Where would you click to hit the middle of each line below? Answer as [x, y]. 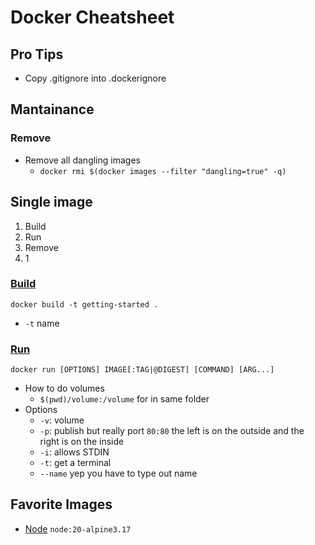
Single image [51, 202]
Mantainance [52, 109]
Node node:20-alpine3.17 [78, 528]
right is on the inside [82, 442]
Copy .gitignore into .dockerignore [95, 78]
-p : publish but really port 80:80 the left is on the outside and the [172, 431]
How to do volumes [64, 388]
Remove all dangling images [82, 160]
